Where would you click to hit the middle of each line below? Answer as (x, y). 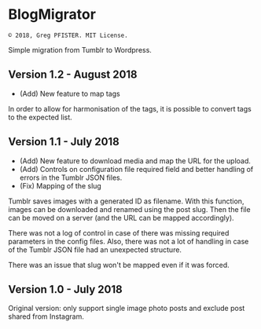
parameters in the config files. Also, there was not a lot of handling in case (129, 241)
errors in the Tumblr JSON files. (71, 177)
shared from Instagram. (46, 316)
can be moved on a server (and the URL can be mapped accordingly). (121, 218)
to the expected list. (40, 117)
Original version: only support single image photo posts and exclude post (127, 309)
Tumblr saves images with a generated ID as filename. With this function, (126, 201)
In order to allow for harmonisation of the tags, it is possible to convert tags (130, 108)
